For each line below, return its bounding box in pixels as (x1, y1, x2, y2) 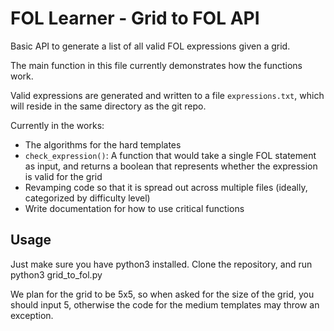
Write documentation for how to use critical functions (24, 202, 245, 214)
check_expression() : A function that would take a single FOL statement (24, 149, 317, 161)
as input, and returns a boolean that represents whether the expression (24, 160, 318, 172)
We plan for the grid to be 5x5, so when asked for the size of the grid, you (10, 288, 315, 300)
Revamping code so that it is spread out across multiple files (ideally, (24, 181, 308, 193)
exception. (10, 309, 54, 321)
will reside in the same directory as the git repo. (10, 100, 207, 112)
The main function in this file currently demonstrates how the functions (10, 59, 303, 71)
